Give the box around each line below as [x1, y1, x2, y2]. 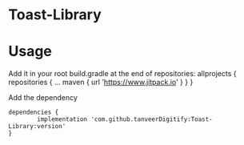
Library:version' [8, 123, 66, 131]
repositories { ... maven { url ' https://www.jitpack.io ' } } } [8, 78, 194, 87]
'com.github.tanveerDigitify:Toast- [90, 115, 214, 123]
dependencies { [8, 108, 59, 117]
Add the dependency [8, 93, 78, 103]
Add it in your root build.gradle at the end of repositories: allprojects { [8, 69, 237, 79]
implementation [37, 115, 88, 123]
